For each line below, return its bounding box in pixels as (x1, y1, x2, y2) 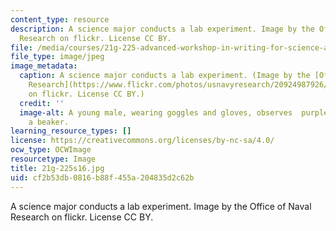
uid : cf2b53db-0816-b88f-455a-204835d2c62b (10, 172, 195, 183)
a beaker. (28, 117, 70, 127)
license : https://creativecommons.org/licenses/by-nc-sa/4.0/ (10, 136, 275, 146)
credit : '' (19, 98, 65, 108)
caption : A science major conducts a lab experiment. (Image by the (19, 71, 311, 81)
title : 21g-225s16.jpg (10, 163, 105, 173)
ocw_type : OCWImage (10, 145, 92, 155)
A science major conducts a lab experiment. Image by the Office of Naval (10, 200, 312, 212)
